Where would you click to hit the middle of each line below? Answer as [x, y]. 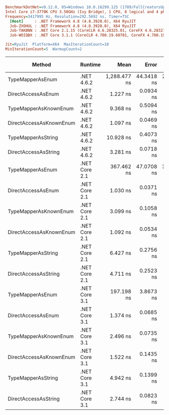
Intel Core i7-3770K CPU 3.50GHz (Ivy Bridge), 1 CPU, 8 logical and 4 [82, 12]
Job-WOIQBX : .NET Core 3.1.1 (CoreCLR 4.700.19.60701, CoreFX [77, 35]
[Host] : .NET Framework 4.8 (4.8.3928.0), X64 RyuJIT [73, 21]
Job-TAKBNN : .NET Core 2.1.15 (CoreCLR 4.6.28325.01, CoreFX [76, 31]
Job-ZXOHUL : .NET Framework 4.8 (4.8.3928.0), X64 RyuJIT [73, 26]
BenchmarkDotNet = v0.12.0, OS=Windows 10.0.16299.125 [62, 7]
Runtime [91, 65]
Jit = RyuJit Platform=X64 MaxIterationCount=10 [57, 44]
